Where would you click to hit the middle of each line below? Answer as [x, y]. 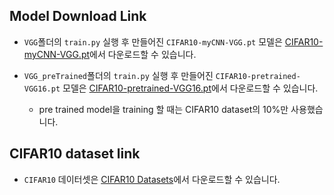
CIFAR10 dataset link [75, 154]
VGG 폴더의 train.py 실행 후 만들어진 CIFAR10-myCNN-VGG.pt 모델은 [153, 41]
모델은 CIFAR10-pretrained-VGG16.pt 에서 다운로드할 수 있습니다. [190, 88]
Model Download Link [78, 16]
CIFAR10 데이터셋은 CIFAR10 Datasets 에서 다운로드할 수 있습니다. [152, 179]
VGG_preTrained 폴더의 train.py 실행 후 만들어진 [118, 75]
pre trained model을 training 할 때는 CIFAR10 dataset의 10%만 [163, 109]
